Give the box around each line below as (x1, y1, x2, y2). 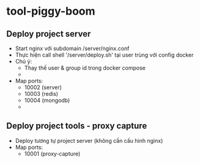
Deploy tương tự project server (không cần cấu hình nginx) (15, 137, 163, 144)
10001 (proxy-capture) (24, 150, 81, 157)
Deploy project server (6, 29, 91, 39)
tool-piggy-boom (6, 4, 96, 18)
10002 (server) (24, 84, 62, 91)
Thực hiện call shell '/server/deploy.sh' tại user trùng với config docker (15, 51, 194, 59)
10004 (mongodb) (24, 96, 70, 104)
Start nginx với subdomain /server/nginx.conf (15, 45, 130, 52)
